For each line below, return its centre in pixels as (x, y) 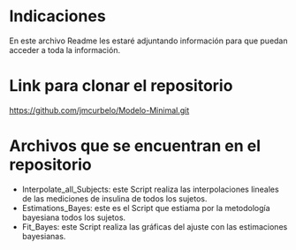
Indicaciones (57, 16)
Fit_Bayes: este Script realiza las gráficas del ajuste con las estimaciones (155, 226)
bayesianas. (44, 236)
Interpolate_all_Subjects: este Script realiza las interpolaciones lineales (151, 189)
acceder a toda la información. (65, 49)
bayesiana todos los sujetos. (74, 217)
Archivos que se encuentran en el (135, 146)
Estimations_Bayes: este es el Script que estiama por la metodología (146, 208)
